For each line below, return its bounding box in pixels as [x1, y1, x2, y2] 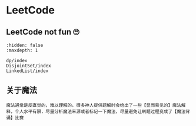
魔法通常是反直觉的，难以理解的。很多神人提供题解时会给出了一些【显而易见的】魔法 [6, 102, 181, 108]
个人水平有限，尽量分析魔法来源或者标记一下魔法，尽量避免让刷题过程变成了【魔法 [14, 108, 186, 114]
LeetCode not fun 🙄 [6, 27, 79, 37]
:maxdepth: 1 [6, 47, 38, 53]
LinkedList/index [6, 68, 49, 74]
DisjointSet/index [6, 63, 51, 69]
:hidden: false [6, 42, 44, 48]
